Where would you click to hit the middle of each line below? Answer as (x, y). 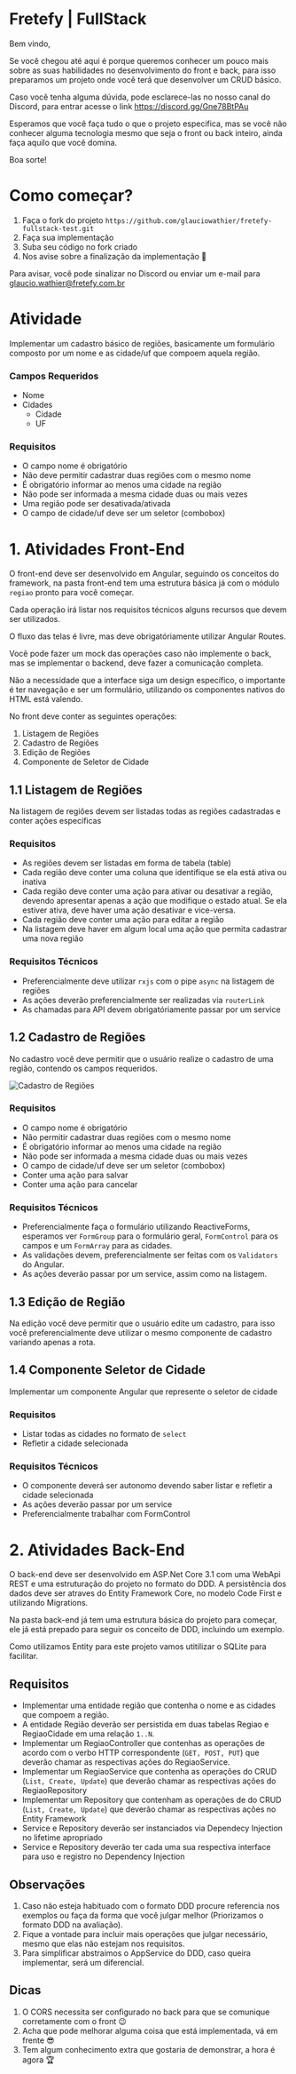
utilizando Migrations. (49, 1603)
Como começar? (71, 196)
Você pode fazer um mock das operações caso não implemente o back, (140, 654)
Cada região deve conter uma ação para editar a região (123, 920)
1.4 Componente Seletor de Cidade (108, 1370)
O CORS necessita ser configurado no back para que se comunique (146, 2012)
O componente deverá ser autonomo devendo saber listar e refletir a (147, 1486)
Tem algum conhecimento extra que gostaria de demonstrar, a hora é (148, 2049)
